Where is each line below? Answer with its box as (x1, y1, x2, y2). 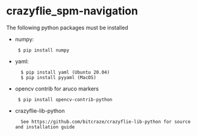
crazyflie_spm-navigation (6, 4, 139, 18)
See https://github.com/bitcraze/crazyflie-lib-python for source (20, 119, 191, 125)
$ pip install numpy (17, 47, 69, 53)
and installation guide (14, 124, 75, 130)
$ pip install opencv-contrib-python (17, 96, 113, 102)
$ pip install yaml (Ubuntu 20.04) (20, 69, 110, 75)
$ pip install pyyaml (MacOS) (20, 74, 96, 80)
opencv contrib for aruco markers (14, 85, 99, 92)
